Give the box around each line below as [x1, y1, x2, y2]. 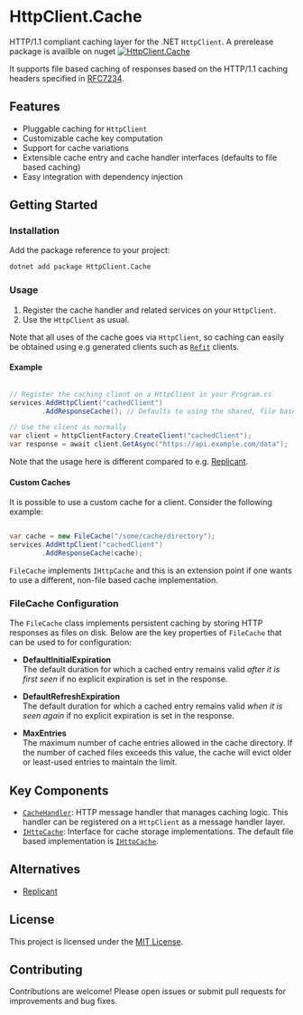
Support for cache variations [22, 142, 129, 153]
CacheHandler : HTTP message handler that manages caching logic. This [22, 807, 289, 817]
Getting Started [9, 197, 98, 213]
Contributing [9, 963, 83, 978]
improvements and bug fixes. [9, 996, 118, 1007]
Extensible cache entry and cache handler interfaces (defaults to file [22, 152, 278, 163]
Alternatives [9, 861, 81, 878]
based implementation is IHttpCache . [22, 836, 160, 846]
